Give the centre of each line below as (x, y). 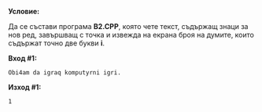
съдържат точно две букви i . (56, 43)
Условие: (24, 11)
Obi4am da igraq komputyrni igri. (65, 73)
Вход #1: (23, 58)
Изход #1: (25, 87)
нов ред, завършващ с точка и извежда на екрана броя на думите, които (131, 35)
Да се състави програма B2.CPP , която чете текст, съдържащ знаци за (128, 26)
